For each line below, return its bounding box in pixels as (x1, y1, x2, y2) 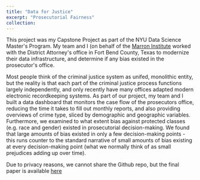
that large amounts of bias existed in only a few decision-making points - (6, 130, 186, 138)
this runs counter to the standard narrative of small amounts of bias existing (6, 137, 193, 144)
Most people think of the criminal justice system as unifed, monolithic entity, (6, 73, 193, 81)
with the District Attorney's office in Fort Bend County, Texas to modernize (6, 49, 189, 56)
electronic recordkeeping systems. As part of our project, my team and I (6, 92, 183, 99)
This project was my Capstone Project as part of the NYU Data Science (6, 36, 181, 44)
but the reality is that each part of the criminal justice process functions (6, 80, 182, 87)
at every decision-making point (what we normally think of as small (6, 143, 171, 150)
